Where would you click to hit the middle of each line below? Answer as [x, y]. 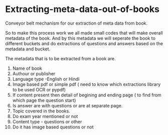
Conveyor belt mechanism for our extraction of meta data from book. [76, 23]
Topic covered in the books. [41, 111]
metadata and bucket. [28, 49]
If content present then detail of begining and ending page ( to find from [87, 95]
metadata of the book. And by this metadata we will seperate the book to [80, 38]
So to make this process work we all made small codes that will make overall [84, 33]
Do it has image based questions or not [53, 127]
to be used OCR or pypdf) [39, 89]
